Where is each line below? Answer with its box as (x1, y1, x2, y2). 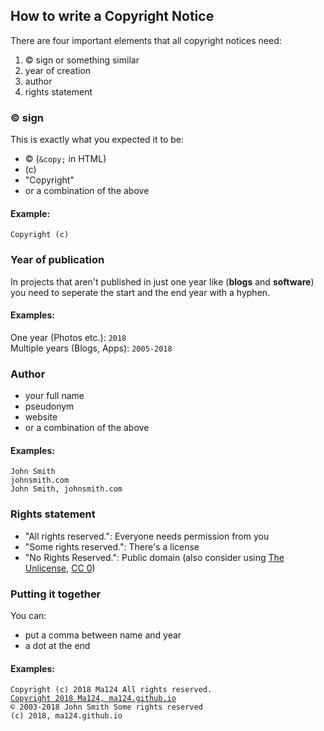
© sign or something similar (24, 54, 140, 66)
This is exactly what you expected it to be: (10, 134, 185, 146)
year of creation (24, 64, 92, 76)
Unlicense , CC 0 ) (24, 562, 96, 574)
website (24, 411, 58, 423)
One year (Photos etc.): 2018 (10, 331, 127, 343)
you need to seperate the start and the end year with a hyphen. (10, 286, 271, 298)
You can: (10, 609, 47, 621)
